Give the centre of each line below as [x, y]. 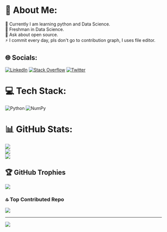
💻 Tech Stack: [36, 91]
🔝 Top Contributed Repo [35, 200]
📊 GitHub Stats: [39, 129]
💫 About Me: [31, 10]
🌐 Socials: [21, 58]
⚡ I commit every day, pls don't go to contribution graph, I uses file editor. [80, 40]
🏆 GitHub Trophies [36, 172]
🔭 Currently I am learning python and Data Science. [58, 24]
